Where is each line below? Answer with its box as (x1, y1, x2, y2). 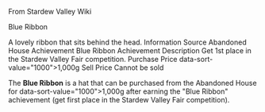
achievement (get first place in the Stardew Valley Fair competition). (8, 95, 230, 104)
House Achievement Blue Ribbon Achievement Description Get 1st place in (8, 46, 252, 55)
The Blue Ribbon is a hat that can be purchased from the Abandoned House (8, 79, 257, 87)
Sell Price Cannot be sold (81, 63, 164, 72)
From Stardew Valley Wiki (8, 7, 92, 16)
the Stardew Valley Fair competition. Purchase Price (8, 55, 178, 64)
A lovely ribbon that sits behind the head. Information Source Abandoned (8, 37, 248, 47)
